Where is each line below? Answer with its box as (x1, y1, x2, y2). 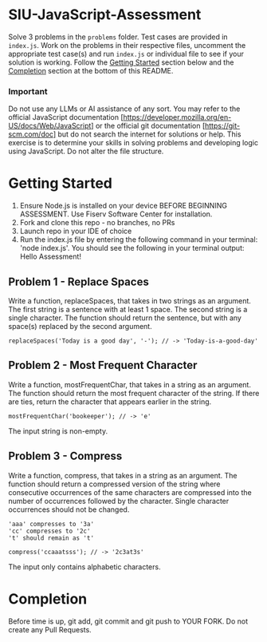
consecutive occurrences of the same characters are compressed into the (8, 487, 253, 497)
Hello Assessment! (19, 252, 82, 261)
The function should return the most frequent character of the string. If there (8, 388, 260, 398)
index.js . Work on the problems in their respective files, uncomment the (8, 40, 246, 50)
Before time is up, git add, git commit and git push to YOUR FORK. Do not (8, 616, 249, 626)
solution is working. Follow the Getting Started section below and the (8, 57, 234, 67)
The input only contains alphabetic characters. (8, 561, 161, 572)
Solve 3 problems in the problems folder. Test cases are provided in (8, 32, 229, 42)
